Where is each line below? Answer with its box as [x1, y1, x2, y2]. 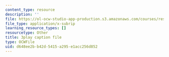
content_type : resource [5, 7, 55, 12]
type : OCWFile [5, 40, 35, 45]
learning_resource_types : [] [5, 26, 66, 31]
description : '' [5, 12, 39, 17]
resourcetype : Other [5, 30, 49, 35]
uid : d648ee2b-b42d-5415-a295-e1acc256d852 [5, 44, 98, 49]
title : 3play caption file [5, 35, 62, 40]
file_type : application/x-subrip [5, 21, 75, 26]
